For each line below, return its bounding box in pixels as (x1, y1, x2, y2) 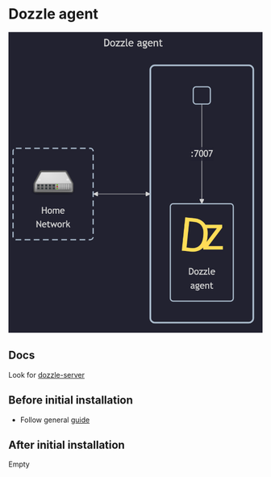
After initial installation (8, 437, 125, 452)
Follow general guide (19, 415, 90, 425)
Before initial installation (8, 393, 133, 408)
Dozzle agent (8, 5, 99, 23)
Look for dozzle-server (8, 370, 85, 379)
